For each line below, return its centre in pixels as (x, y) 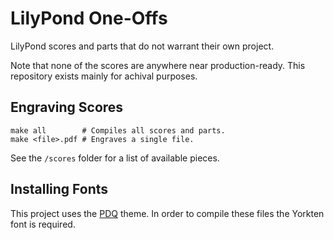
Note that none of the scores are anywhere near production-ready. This (158, 65)
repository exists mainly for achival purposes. (104, 76)
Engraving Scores (67, 107)
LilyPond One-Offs (89, 18)
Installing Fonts (59, 189)
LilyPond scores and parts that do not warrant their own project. (142, 46)
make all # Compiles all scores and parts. (118, 130)
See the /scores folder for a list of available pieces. (115, 158)
